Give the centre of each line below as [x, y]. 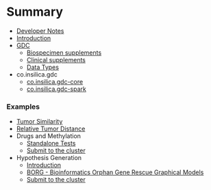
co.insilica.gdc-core [55, 81]
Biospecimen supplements [64, 53]
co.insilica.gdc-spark [57, 89]
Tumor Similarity [39, 122]
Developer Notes [40, 31]
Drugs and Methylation [49, 136]
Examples [23, 107]
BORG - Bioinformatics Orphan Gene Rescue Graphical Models [115, 172]
